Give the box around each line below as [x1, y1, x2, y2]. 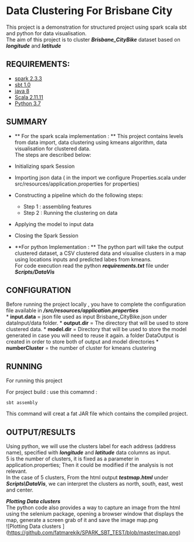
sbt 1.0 [14, 81, 31, 88]
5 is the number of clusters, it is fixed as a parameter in [6, 455, 139, 462]
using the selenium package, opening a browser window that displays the [6, 510, 183, 517]
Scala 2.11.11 [14, 93, 43, 100]
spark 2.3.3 [14, 75, 42, 82]
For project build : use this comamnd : [6, 389, 98, 396]
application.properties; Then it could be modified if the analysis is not [6, 462, 173, 468]
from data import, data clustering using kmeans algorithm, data [14, 139, 167, 146]
